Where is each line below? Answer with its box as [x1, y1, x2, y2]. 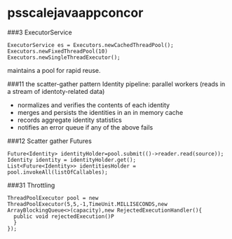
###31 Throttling [7, 181, 55, 189]
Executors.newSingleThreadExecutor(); [7, 54, 121, 61]
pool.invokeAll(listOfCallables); [7, 168, 109, 176]
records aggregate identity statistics [17, 116, 123, 124]
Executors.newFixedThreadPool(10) [7, 48, 109, 55]
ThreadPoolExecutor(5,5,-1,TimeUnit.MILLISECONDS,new [7, 200, 168, 207]
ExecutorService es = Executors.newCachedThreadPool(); [7, 41, 174, 48]
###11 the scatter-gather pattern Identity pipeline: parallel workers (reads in [7, 79, 226, 88]
